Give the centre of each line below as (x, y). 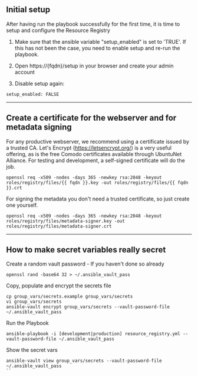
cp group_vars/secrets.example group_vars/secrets (70, 297)
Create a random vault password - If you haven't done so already (85, 264)
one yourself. (22, 205)
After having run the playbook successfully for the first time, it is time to (93, 24)
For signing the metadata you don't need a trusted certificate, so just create (98, 199)
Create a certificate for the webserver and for (91, 118)
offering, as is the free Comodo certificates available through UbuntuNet (94, 154)
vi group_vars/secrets (34, 302)
